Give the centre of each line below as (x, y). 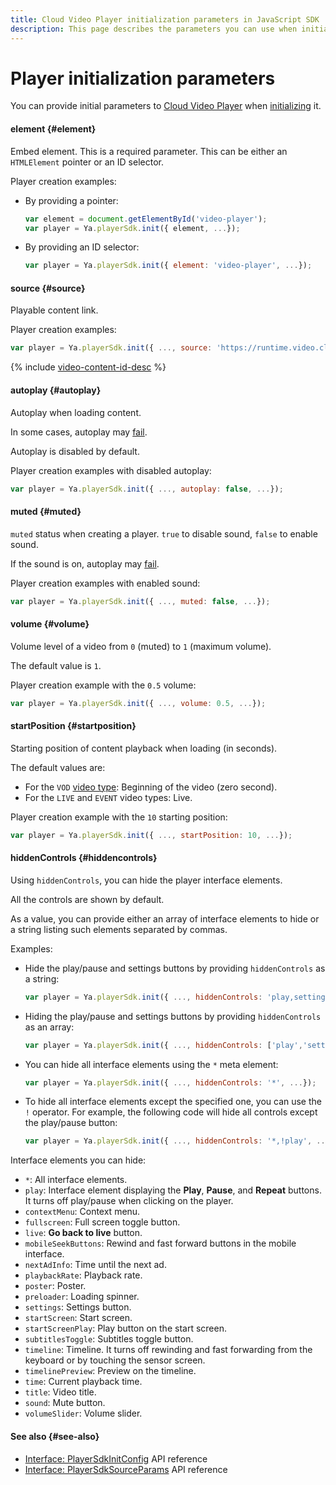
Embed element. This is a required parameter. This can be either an (149, 151)
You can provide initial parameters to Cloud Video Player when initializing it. (166, 106)
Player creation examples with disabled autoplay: (111, 470)
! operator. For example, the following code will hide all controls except (171, 1112)
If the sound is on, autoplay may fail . (85, 563)
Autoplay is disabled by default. (75, 451)
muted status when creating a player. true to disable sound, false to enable (164, 533)
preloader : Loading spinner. (82, 1297)
